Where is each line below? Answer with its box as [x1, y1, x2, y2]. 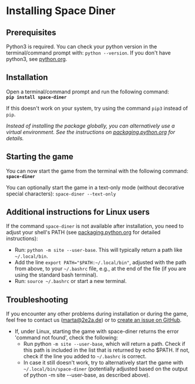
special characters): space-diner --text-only [6, 190, 116, 197]
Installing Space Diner [6, 4, 116, 18]
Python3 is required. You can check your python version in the [6, 43, 157, 50]
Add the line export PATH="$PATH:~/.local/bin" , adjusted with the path [14, 259, 187, 266]
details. [6, 134, 24, 142]
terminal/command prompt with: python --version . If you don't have [6, 49, 172, 56]
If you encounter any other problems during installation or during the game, [6, 310, 189, 318]
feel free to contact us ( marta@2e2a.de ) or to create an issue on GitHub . [6, 316, 182, 324]
